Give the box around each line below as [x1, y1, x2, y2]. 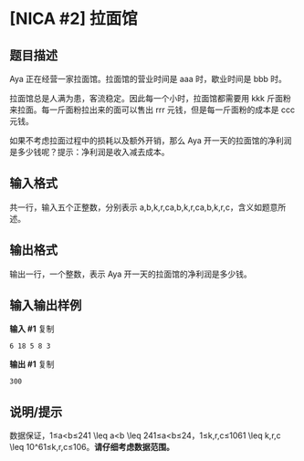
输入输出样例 [9, 298, 82, 313]
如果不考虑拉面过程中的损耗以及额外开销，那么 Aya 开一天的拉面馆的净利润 [9, 135, 292, 146]
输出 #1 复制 [9, 359, 55, 370]
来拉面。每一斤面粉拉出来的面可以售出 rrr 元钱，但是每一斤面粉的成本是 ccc [9, 104, 296, 115]
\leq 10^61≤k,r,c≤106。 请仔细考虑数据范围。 [9, 442, 175, 453]
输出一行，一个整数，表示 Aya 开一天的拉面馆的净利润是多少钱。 [9, 268, 253, 279]
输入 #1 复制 [9, 323, 55, 334]
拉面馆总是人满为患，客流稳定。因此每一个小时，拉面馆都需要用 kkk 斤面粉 [9, 93, 291, 103]
